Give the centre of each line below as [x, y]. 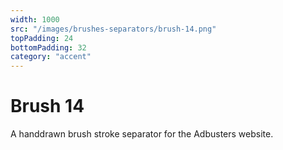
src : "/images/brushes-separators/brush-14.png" [113, 29]
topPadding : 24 [42, 38]
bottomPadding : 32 [48, 47]
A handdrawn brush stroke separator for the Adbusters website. [142, 134]
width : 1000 [35, 19]
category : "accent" [51, 57]
